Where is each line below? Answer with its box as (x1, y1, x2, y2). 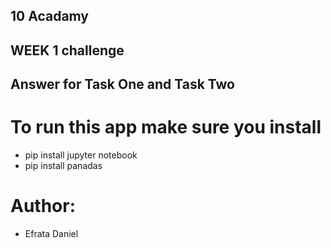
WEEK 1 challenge (10, 42, 125, 59)
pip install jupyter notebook (24, 149, 138, 161)
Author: (10, 195, 77, 218)
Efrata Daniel (24, 228, 79, 240)
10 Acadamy (10, 8, 90, 25)
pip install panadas (24, 160, 103, 172)
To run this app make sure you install (10, 116, 322, 139)
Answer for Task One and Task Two (10, 76, 235, 93)
